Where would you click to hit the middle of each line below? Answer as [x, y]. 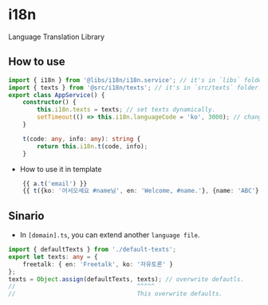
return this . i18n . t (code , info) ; [93, 146]
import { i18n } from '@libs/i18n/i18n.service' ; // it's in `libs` [124, 80]
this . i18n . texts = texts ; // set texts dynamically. [126, 110]
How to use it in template [61, 169]
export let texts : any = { [53, 256]
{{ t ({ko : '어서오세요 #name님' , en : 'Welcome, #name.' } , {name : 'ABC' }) [143, 191]
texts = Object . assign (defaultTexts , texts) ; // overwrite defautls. [126, 279]
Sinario [26, 215]
